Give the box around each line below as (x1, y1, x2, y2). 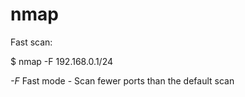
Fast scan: (10, 36, 53, 48)
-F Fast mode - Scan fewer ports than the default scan (10, 74, 235, 87)
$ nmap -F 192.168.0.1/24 (10, 55, 114, 67)
